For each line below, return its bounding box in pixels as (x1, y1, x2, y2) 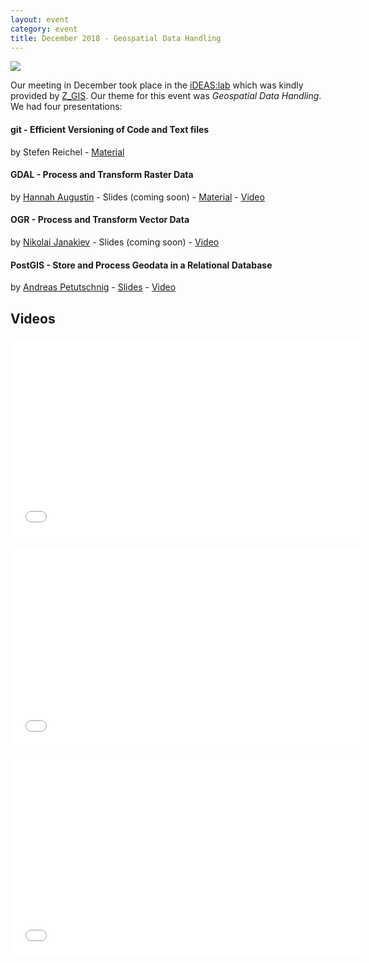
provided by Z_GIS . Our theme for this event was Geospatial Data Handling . (10, 90, 322, 102)
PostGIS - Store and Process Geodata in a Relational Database (10, 259, 273, 271)
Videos (10, 310, 56, 327)
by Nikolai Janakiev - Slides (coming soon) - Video (10, 236, 220, 248)
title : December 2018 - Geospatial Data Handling (10, 33, 222, 43)
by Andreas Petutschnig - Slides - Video (10, 281, 177, 293)
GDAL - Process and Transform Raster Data (10, 169, 194, 181)
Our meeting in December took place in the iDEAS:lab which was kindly (10, 79, 304, 91)
